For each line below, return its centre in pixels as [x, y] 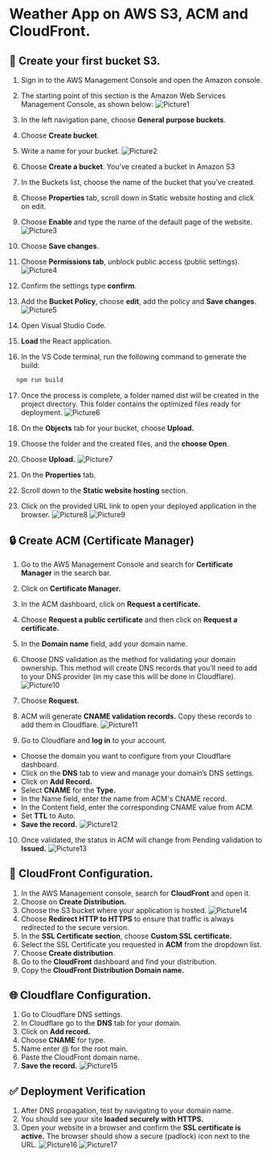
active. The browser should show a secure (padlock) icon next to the [135, 1136]
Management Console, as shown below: [87, 104]
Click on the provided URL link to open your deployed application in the [138, 506]
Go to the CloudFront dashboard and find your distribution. [119, 961]
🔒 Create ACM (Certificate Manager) [102, 541]
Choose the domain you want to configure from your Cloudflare [126, 756]
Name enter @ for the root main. [74, 1049]
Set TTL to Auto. [48, 815]
